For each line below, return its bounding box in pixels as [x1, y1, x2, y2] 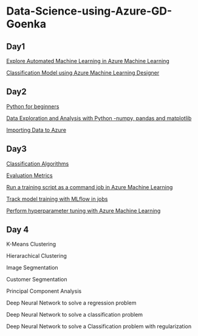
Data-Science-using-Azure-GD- [6, 4, 172, 18]
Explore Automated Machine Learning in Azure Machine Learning [6, 58, 170, 64]
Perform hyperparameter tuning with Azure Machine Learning [6, 207, 161, 214]
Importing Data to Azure [6, 126, 67, 133]
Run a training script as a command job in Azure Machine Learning [6, 183, 173, 190]
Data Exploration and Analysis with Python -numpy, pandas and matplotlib [6, 114, 192, 122]
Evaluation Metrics [6, 172, 53, 179]
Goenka [6, 17, 47, 31]
